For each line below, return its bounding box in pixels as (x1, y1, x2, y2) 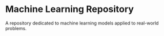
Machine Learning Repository (5, 3, 134, 15)
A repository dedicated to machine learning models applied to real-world (5, 20, 159, 26)
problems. (5, 25, 27, 31)
